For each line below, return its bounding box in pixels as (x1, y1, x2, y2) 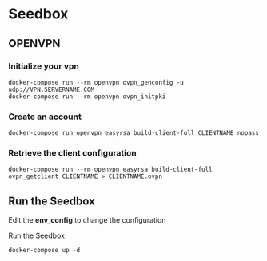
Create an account (8, 111, 82, 122)
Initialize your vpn (8, 61, 80, 72)
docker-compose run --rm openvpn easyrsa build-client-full (8, 165, 213, 174)
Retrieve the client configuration (8, 148, 137, 159)
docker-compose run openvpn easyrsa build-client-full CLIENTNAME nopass (8, 129, 260, 137)
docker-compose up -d (8, 247, 81, 255)
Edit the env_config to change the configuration (8, 216, 166, 225)
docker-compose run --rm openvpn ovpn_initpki (8, 93, 166, 101)
